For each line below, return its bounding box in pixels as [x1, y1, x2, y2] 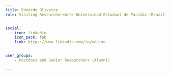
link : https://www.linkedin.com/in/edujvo [14, 40, 106, 45]
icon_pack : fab [14, 35, 47, 40]
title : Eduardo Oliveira [5, 7, 58, 13]
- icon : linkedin [10, 30, 47, 35]
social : [5, 26, 22, 31]
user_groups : [5, 53, 33, 58]
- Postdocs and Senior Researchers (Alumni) [14, 58, 110, 63]
